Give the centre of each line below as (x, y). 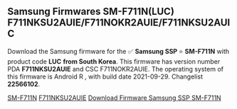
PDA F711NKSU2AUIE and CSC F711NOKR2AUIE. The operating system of (116, 69)
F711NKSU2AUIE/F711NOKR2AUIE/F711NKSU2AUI (119, 23)
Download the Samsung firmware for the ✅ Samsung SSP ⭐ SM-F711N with (118, 51)
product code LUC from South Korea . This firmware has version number (114, 61)
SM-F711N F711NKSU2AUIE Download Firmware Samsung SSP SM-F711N (115, 98)
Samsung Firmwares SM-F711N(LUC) (91, 12)
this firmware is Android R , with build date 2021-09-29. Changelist (105, 76)
